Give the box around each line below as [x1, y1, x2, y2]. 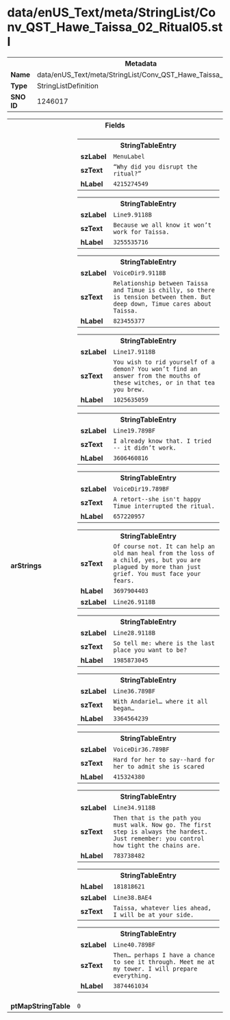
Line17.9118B [112, 348, 156, 356]
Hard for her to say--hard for [112, 755, 216, 764]
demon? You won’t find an [112, 365, 198, 373]
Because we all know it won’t [112, 221, 212, 229]
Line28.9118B [112, 629, 156, 637]
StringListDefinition [36, 81, 99, 90]
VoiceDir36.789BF [112, 745, 170, 753]
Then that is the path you [112, 814, 201, 822]
